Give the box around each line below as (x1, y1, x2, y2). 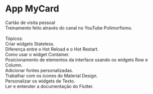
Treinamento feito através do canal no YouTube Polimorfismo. (5, 24, 133, 30)
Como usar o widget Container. (5, 51, 70, 57)
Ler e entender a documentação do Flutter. (5, 83, 94, 89)
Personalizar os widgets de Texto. (5, 78, 75, 84)
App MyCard (5, 3, 59, 14)
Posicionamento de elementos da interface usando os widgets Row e (5, 56, 148, 62)
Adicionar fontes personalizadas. (5, 67, 74, 73)
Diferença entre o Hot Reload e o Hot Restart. (5, 46, 99, 52)
